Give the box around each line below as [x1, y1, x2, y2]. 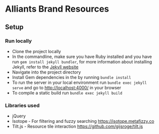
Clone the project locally [12, 48, 61, 54]
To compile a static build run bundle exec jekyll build [12, 90, 123, 96]
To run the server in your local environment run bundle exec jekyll [12, 79, 147, 85]
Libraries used [5, 102, 40, 109]
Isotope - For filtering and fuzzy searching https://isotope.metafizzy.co [12, 118, 155, 124]
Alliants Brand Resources [5, 3, 109, 15]
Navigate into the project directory [12, 69, 81, 75]
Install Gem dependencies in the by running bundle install [12, 74, 131, 80]
